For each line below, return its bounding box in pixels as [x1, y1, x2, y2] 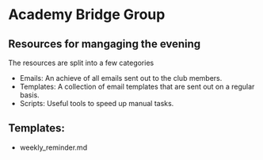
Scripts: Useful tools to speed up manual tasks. [19, 99, 174, 108]
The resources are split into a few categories [8, 58, 154, 67]
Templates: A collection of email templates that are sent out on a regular [19, 82, 255, 91]
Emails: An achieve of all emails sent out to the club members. [19, 74, 223, 82]
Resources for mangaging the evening [8, 37, 201, 51]
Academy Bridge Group [8, 6, 166, 24]
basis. [19, 90, 40, 100]
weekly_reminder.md [19, 143, 88, 152]
